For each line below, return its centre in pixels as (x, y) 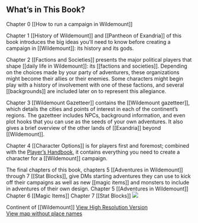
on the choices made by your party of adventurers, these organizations (93, 72)
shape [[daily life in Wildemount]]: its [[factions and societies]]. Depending (97, 66)
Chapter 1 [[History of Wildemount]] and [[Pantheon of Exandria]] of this (94, 36)
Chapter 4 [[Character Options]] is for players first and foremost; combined (98, 145)
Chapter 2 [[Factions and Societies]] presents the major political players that (99, 59)
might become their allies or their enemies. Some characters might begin (95, 78)
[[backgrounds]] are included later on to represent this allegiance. (86, 91)
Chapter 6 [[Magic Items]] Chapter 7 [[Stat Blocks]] (69, 196)
